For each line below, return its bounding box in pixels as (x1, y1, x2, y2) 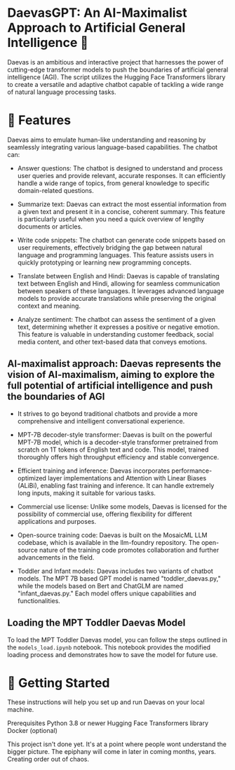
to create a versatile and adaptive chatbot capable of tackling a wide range (7, 80, 224, 88)
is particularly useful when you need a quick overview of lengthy (17, 215, 205, 223)
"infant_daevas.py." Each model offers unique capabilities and (17, 589, 196, 597)
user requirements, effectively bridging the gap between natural (17, 243, 203, 252)
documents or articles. (17, 222, 83, 231)
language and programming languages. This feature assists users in (17, 250, 214, 259)
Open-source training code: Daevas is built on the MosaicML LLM (17, 531, 208, 539)
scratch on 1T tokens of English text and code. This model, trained (17, 445, 209, 454)
